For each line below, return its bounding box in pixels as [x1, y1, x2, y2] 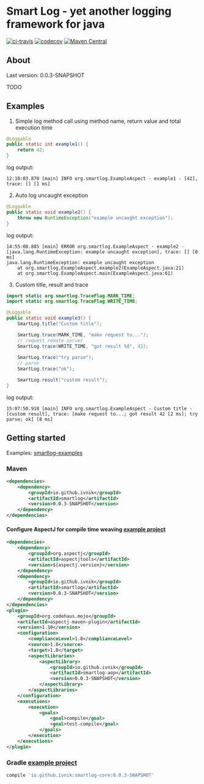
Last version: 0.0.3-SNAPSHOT [6, 72, 85, 79]
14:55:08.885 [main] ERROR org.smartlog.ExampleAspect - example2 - [6, 243, 184, 250]
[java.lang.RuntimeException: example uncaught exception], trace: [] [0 [6, 249, 199, 255]
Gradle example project [6, 758, 78, 767]
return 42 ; [17, 147, 45, 153]
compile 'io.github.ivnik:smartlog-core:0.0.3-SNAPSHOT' [6, 772, 155, 778]
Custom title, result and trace [15, 281, 89, 288]
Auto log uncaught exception [15, 191, 89, 199]
